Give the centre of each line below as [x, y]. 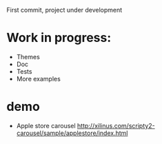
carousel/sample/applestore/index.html [72, 133]
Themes [28, 56]
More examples [39, 79]
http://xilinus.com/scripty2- [117, 125]
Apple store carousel [46, 125]
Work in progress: [59, 38]
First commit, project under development [64, 10]
